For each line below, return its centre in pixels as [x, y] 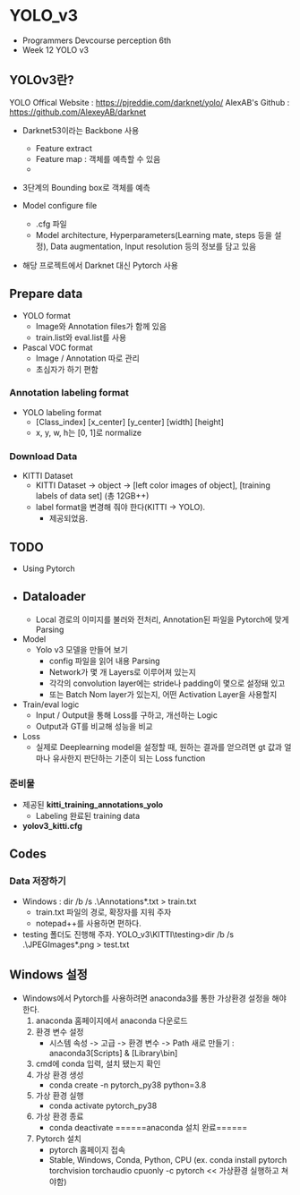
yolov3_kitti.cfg [52, 826]
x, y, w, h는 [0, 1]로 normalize [88, 432]
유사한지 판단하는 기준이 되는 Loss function [129, 758]
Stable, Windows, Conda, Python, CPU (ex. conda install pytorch [168, 1159]
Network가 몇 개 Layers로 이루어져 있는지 [123, 671]
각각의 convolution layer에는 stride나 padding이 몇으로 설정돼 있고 [167, 683]
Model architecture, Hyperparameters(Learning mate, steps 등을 [154, 235]
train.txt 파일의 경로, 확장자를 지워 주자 [103, 912]
